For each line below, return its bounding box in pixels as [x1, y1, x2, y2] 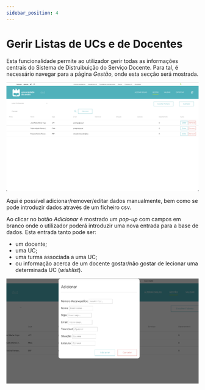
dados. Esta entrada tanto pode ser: [6, 228, 96, 235]
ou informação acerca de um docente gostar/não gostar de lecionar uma [15, 260, 198, 267]
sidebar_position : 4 [6, 10, 59, 16]
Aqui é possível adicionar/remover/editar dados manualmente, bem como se [6, 197, 198, 204]
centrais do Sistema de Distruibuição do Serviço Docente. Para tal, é [6, 64, 179, 71]
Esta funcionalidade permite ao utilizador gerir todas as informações [6, 57, 179, 64]
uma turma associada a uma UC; [15, 253, 98, 260]
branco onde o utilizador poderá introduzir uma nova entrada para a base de [6, 222, 199, 229]
